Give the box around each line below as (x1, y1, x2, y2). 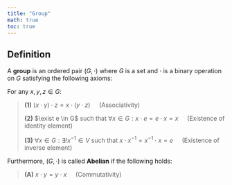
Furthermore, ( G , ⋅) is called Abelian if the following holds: (7, 157, 172, 165)
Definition (7, 48, 51, 60)
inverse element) (24, 143, 73, 152)
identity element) (24, 121, 73, 130)
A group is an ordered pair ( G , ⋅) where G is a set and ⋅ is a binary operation (7, 67, 222, 75)
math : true (7, 17, 39, 23)
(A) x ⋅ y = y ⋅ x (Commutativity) (24, 170, 122, 178)
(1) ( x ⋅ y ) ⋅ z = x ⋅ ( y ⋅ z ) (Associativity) (24, 101, 141, 109)
